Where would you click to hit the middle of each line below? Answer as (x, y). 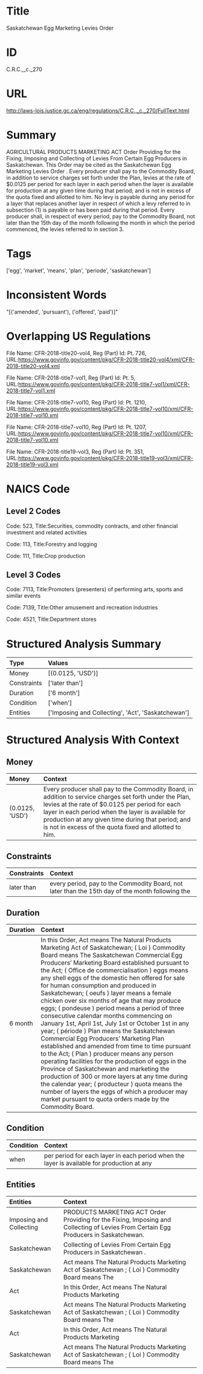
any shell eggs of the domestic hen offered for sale (113, 977)
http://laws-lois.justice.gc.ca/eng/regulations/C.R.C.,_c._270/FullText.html (98, 110)
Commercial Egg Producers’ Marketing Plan (103, 1038)
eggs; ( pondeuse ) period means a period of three (112, 1008)
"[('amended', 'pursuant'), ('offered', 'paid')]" (62, 312)
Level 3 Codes (34, 575)
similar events (24, 596)
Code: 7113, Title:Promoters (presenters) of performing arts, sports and (95, 589)
